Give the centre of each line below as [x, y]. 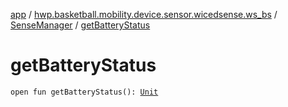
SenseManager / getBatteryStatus [80, 25]
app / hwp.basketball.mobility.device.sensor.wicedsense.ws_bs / [144, 14]
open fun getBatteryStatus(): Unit [84, 92]
